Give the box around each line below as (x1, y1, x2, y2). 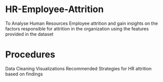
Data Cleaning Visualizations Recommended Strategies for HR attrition (5, 65, 152, 71)
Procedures (5, 49, 56, 60)
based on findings (5, 71, 43, 77)
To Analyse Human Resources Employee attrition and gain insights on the (5, 20, 158, 26)
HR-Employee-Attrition (5, 4, 104, 15)
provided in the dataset (5, 31, 54, 37)
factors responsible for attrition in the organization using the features (5, 25, 149, 31)
